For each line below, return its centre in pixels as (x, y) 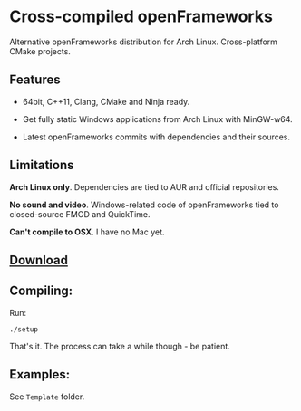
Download (39, 260)
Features (35, 80)
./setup (24, 329)
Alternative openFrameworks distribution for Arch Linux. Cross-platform (144, 42)
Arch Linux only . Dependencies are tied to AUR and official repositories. (144, 186)
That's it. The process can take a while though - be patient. (120, 346)
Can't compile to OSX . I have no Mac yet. (87, 232)
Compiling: (41, 291)
